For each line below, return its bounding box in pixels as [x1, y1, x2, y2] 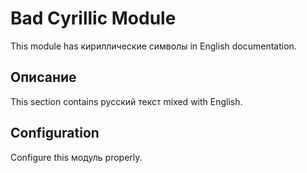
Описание [10, 69, 77, 86]
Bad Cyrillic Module [10, 7, 177, 30]
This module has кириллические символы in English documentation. [10, 40, 297, 52]
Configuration [10, 125, 100, 142]
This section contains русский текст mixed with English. [10, 95, 243, 107]
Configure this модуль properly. [10, 151, 143, 163]
